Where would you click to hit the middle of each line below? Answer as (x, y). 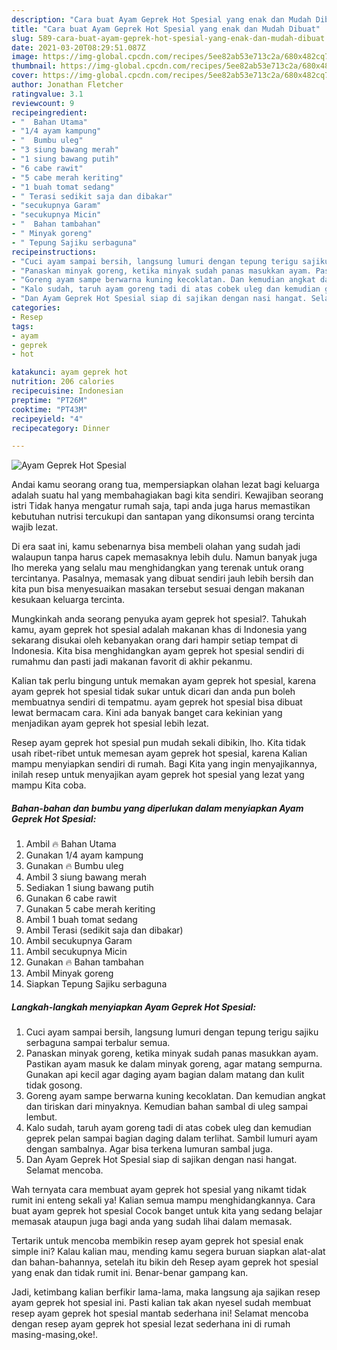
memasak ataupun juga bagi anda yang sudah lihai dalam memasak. (152, 1222)
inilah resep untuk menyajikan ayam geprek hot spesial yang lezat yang (158, 775)
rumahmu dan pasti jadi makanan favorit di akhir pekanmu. (132, 662)
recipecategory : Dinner (61, 428)
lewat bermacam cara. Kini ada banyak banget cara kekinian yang (147, 713)
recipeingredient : (49, 112)
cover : (25, 76)
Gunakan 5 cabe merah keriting (90, 909)
